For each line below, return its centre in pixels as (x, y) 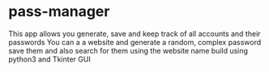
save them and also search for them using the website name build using (128, 50)
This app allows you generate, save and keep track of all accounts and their (134, 34)
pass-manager (59, 12)
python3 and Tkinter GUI (49, 59)
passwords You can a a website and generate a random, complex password (135, 42)
